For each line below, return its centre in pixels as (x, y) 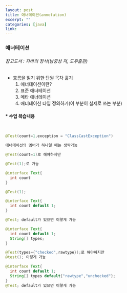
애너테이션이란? (36, 84)
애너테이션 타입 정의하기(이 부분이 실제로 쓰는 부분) (71, 103)
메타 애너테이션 (36, 97)
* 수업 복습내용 (20, 116)
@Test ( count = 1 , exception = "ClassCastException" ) (59, 136)
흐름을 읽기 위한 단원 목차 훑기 (43, 78)
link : (11, 29)
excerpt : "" (18, 19)
